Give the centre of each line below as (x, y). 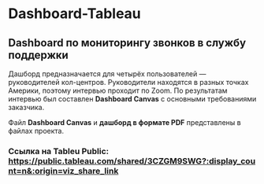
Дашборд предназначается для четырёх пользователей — (107, 74)
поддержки (38, 55)
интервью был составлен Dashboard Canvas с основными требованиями (132, 99)
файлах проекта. (36, 131)
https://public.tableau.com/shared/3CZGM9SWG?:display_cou (132, 160)
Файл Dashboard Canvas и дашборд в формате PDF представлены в (125, 122)
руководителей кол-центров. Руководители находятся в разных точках (128, 82)
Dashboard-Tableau (75, 14)
